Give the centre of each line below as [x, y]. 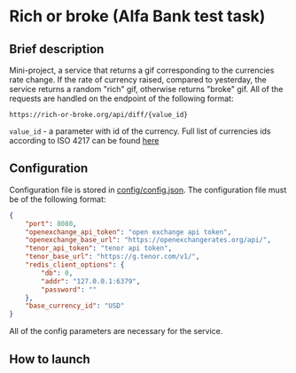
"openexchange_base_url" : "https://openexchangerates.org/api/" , [148, 240]
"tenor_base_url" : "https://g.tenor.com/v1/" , [113, 257]
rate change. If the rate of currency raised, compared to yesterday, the [138, 80]
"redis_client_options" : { [75, 265]
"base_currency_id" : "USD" [75, 306]
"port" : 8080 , [51, 223]
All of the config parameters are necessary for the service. [116, 331]
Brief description [57, 49]
